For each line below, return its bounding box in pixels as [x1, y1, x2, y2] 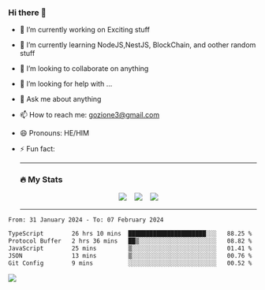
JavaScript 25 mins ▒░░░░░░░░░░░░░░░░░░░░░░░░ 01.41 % [8, 244, 252, 253]
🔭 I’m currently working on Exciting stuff [19, 25, 150, 35]
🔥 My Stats [19, 174, 63, 185]
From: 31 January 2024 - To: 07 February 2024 [8, 216, 164, 224]
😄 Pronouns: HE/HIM [19, 128, 89, 138]
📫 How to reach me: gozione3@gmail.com [19, 110, 160, 120]
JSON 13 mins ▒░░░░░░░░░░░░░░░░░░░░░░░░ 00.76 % [8, 252, 252, 260]
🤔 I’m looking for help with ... [19, 79, 113, 89]
